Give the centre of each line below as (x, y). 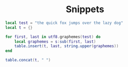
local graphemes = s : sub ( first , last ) (55, 42)
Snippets (85, 9)
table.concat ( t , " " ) (28, 60)
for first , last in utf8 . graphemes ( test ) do (53, 37)
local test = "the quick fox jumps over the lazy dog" (64, 23)
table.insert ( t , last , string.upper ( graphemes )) (67, 46)
